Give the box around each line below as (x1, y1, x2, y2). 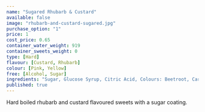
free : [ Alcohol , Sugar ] (6, 71, 67, 77)
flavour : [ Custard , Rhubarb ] (6, 59, 81, 65)
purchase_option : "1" (6, 25, 62, 32)
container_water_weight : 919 (6, 43, 81, 49)
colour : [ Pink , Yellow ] (6, 65, 67, 71)
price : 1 (6, 31, 29, 38)
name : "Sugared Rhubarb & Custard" (6, 8, 97, 15)
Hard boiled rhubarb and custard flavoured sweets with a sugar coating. (6, 99, 188, 106)
